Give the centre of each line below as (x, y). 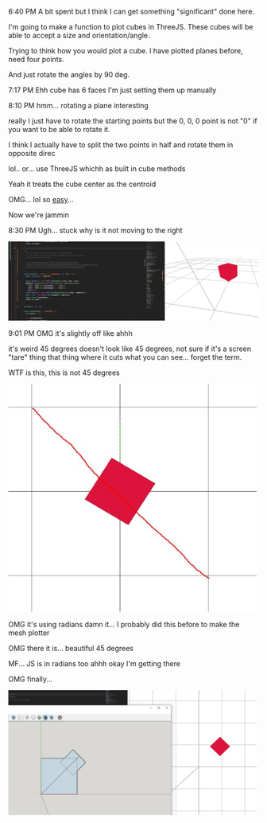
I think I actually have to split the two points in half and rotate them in (121, 145)
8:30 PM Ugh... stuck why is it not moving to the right (95, 230)
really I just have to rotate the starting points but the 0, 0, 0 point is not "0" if (133, 121)
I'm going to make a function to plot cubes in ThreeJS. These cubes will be (131, 27)
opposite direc (32, 153)
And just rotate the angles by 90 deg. (69, 74)
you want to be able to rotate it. (59, 129)
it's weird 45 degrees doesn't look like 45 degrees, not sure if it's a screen (130, 349)
